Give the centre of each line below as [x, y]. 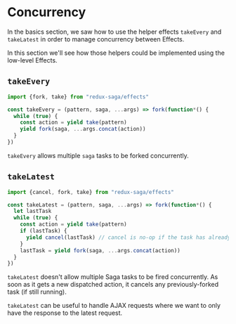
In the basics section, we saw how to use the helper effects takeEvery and [114, 32]
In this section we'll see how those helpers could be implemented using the [116, 53]
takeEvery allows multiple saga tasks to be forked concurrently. [98, 155]
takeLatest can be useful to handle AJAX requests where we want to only [114, 306]
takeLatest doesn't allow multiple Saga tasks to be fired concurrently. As [113, 277]
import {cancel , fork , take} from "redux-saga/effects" [91, 192]
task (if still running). [37, 292]
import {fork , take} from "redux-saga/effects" [78, 97]
